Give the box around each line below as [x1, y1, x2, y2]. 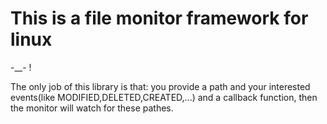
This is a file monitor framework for [10, 7, 309, 30]
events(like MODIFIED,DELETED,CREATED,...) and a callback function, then [10, 91, 318, 103]
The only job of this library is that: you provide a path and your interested [10, 80, 311, 92]
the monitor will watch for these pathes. [10, 102, 174, 114]
